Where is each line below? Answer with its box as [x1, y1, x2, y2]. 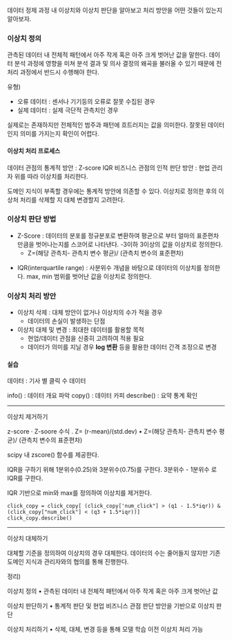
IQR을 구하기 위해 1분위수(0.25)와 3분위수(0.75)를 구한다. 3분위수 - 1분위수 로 [7, 465, 217, 474]
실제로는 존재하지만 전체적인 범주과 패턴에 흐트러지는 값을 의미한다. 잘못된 [7, 121, 206, 130]
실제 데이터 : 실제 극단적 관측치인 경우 [17, 106, 119, 114]
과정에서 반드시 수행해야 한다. [19, 68, 99, 76]
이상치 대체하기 [7, 534, 48, 542]
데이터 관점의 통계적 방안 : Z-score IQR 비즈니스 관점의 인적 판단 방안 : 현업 [7, 163, 211, 172]
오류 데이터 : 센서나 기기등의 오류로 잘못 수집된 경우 [17, 98, 155, 106]
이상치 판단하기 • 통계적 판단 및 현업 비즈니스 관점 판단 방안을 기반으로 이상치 [7, 602, 215, 610]
